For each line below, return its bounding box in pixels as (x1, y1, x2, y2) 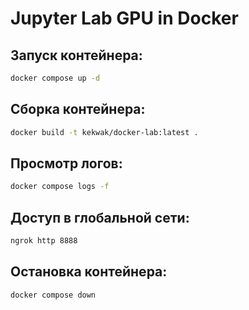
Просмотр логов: (10, 155, 123, 172)
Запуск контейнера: (10, 47, 143, 64)
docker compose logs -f (10, 182, 110, 192)
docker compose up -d (10, 73, 101, 83)
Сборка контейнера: (10, 101, 146, 118)
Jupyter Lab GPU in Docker (10, 7, 239, 30)
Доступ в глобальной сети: (10, 209, 190, 226)
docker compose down (10, 290, 97, 300)
